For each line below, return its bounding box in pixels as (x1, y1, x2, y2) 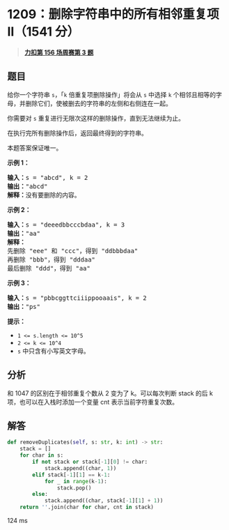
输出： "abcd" (7, 182, 48, 190)
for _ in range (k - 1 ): (44, 478, 108, 485)
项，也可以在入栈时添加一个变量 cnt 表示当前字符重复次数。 (7, 397, 179, 406)
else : (32, 491, 49, 498)
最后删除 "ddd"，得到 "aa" (7, 264, 90, 272)
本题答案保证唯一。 (7, 144, 63, 152)
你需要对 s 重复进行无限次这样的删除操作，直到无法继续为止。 (7, 114, 185, 122)
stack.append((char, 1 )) (44, 464, 117, 471)
